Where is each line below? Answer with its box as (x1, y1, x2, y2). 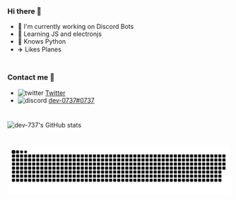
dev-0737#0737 (48, 96, 95, 104)
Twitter (45, 88, 66, 97)
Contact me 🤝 (7, 73, 55, 82)
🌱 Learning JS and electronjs (17, 30, 102, 38)
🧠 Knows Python (17, 37, 66, 46)
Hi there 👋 (7, 6, 42, 16)
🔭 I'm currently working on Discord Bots (17, 23, 134, 31)
